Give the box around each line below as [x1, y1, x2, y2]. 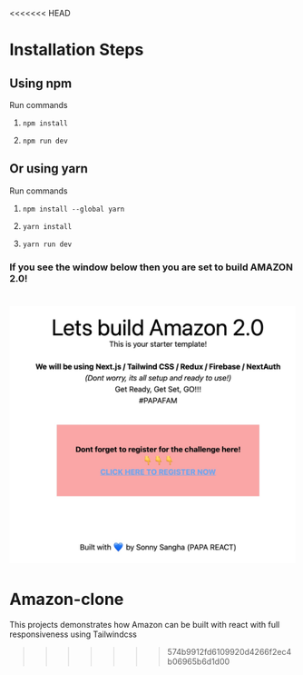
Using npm [9, 75, 73, 91]
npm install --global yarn [22, 204, 125, 213]
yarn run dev [22, 240, 73, 249]
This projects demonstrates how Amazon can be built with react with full [9, 620, 280, 630]
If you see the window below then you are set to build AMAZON [9, 261, 293, 273]
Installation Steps [9, 40, 144, 60]
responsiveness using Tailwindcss [9, 629, 138, 640]
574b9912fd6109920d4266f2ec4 [167, 647, 292, 658]
